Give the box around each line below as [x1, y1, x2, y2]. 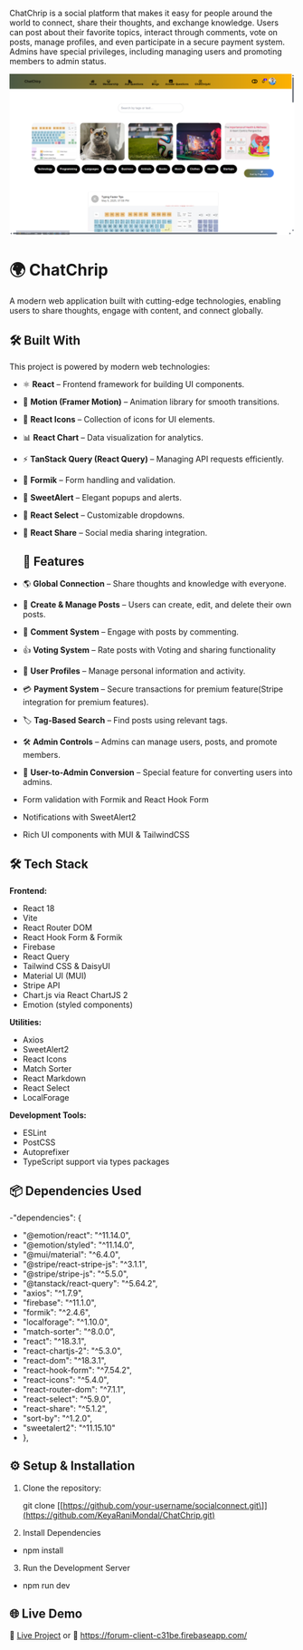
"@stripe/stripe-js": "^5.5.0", [22, 1268, 129, 1279]
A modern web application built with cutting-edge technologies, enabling [9, 296, 281, 306]
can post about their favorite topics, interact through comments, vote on [9, 27, 279, 37]
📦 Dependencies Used [9, 1183, 142, 1199]
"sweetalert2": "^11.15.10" [22, 1422, 116, 1433]
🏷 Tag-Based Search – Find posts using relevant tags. [22, 715, 228, 726]
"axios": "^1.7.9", [22, 1287, 84, 1298]
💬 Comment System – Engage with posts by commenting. [22, 626, 240, 637]
